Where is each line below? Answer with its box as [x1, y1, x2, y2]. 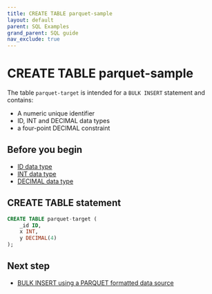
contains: [7, 96, 34, 104]
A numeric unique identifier [17, 109, 95, 118]
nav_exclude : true [7, 36, 60, 43]
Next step [7, 260, 50, 272]
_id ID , [19, 222, 41, 229]
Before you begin [7, 144, 83, 156]
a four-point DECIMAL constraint [17, 124, 110, 132]
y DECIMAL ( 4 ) [19, 235, 57, 242]
